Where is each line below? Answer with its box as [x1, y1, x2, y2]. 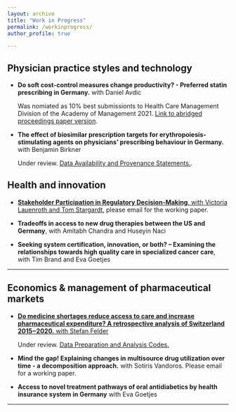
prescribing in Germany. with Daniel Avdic [17, 89, 142, 97]
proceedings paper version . [17, 117, 98, 125]
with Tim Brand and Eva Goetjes [17, 255, 111, 264]
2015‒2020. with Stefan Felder [17, 326, 109, 335]
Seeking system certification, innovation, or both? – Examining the [17, 240, 216, 248]
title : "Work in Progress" [7, 17, 86, 24]
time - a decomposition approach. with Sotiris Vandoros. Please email [17, 361, 223, 370]
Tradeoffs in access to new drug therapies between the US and [17, 219, 206, 227]
